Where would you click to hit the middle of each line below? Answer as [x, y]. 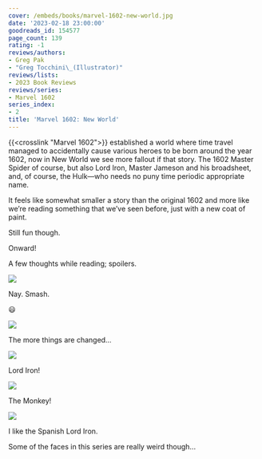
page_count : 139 [35, 38]
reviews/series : [35, 90]
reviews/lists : [34, 75]
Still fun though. [34, 232]
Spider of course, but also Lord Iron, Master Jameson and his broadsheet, [130, 168]
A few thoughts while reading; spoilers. [73, 263]
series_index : [32, 105]
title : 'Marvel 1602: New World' [64, 120]
